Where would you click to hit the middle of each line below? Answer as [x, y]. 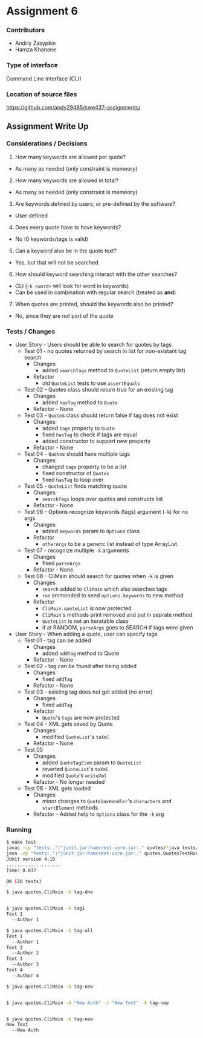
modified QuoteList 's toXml [76, 737]
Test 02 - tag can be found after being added [80, 666]
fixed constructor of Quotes [76, 473]
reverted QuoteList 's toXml [75, 769]
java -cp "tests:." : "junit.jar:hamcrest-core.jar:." [74, 854]
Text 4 [14, 970]
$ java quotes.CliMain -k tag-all [50, 930]
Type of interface [32, 65]
